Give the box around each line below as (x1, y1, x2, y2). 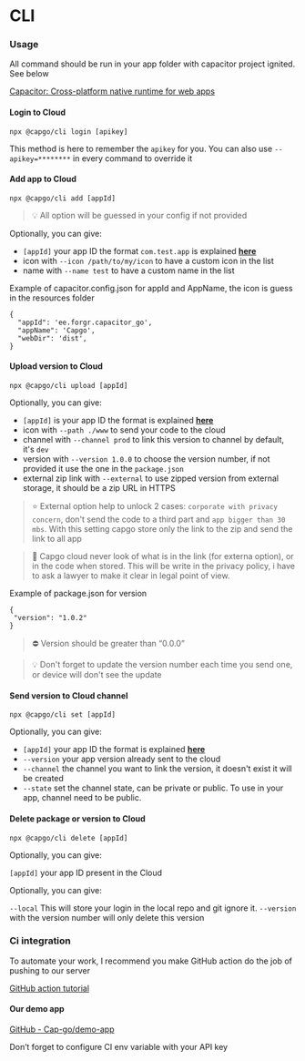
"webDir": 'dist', (17, 333, 88, 342)
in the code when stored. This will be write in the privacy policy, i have (31, 561, 296, 572)
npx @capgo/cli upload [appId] (9, 382, 128, 391)
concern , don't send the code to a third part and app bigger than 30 (31, 514, 286, 525)
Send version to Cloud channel (9, 689, 128, 701)
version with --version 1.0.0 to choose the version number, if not (22, 454, 270, 464)
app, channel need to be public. (22, 792, 142, 803)
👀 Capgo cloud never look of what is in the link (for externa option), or (31, 551, 294, 562)
